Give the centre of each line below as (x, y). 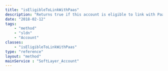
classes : (14, 42)
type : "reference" (24, 51)
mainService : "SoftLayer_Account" (42, 61)
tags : (11, 24)
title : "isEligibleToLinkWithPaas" (42, 10)
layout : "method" (23, 56)
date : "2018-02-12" (25, 19)
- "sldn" (23, 33)
